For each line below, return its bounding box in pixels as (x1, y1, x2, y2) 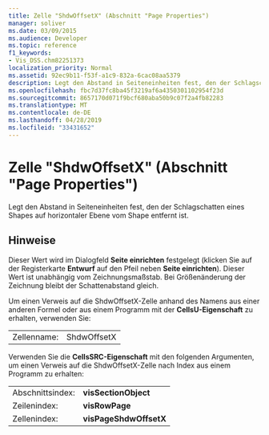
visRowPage (82, 400, 131, 411)
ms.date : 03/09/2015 (8, 26, 78, 35)
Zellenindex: (12, 413, 58, 424)
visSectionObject (82, 387, 151, 398)
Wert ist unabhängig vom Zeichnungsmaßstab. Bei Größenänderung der (8, 272, 247, 282)
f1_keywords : (8, 49, 52, 57)
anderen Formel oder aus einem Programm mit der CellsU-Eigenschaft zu (8, 304, 254, 314)
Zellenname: (12, 331, 58, 342)
